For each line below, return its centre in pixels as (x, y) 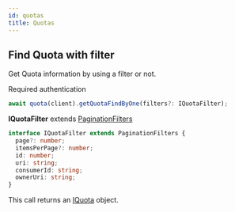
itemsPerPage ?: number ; (54, 148)
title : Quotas (32, 23)
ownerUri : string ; (46, 178)
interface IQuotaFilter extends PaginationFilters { (97, 134)
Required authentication (47, 89)
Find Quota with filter (61, 55)
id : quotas (26, 15)
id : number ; (35, 155)
